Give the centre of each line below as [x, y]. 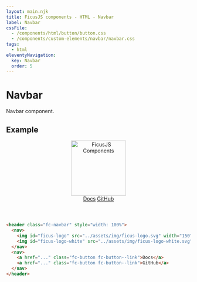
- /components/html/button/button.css [59, 33]
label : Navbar [23, 22]
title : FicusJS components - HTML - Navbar [60, 17]
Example [22, 130]
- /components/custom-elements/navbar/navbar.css [73, 39]
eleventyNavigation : [31, 55]
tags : [13, 45]
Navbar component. [30, 111]
